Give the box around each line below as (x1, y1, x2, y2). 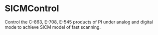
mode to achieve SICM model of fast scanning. (4, 24, 101, 30)
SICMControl (4, 3, 59, 14)
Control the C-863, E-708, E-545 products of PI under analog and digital (4, 19, 153, 25)
